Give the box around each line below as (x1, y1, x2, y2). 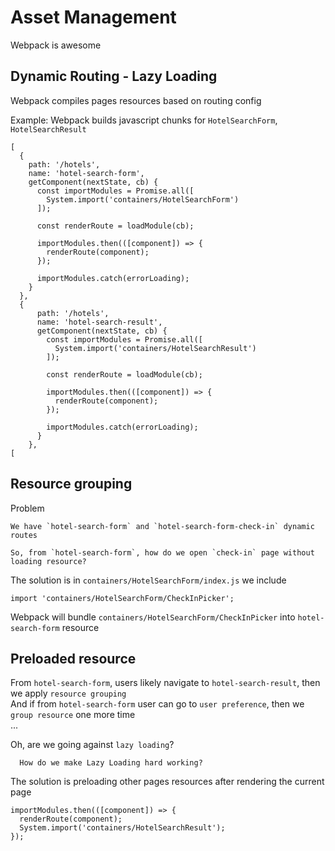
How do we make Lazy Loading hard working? (19, 758, 203, 768)
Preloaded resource (10, 650, 137, 667)
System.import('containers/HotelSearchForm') (46, 194, 240, 205)
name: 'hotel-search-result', (36, 317, 163, 327)
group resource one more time (10, 709, 136, 721)
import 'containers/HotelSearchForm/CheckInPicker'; (10, 593, 235, 603)
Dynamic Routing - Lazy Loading (10, 68, 218, 85)
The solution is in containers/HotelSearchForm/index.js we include (10, 574, 287, 586)
